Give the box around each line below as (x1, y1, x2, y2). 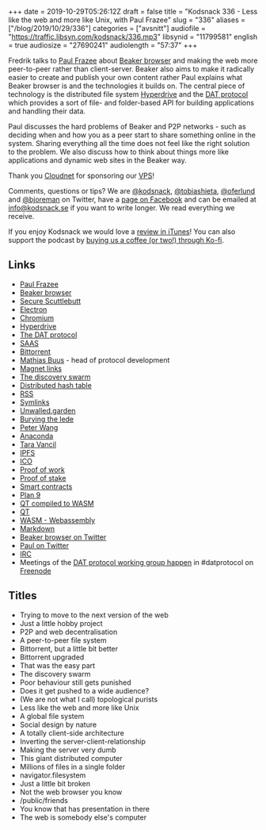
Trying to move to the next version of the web (19, 610, 169, 620)
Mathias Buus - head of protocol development (19, 355, 170, 364)
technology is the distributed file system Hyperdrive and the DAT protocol (8, 90, 249, 98)
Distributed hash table (19, 380, 93, 390)
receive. (8, 212, 35, 221)
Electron (19, 305, 47, 314)
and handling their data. (8, 106, 85, 116)
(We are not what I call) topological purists (19, 694, 158, 704)
